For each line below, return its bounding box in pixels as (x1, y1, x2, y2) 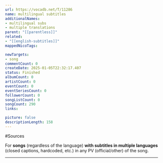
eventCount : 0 (5, 84, 34, 89)
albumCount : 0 (5, 75, 34, 80)
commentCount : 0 (5, 61, 38, 66)
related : (5, 35, 23, 39)
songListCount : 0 (5, 97, 40, 102)
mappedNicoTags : (5, 43, 38, 48)
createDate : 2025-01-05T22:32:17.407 (5, 66, 81, 71)
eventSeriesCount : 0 (5, 88, 47, 93)
